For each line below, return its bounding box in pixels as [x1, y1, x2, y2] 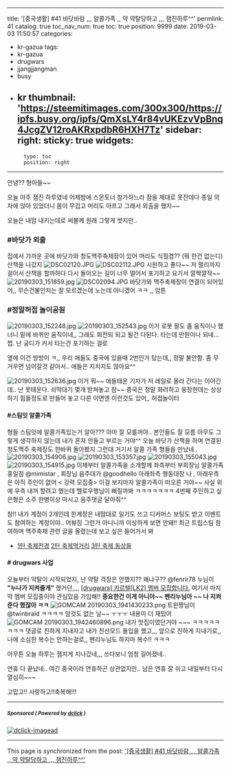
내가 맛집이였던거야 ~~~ [124, 618, 191, 626]
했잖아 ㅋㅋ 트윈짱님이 [19, 600, 195, 609]
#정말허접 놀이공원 [7, 305, 65, 315]
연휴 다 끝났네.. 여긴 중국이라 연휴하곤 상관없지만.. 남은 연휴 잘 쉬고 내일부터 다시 [7, 664, 223, 672]
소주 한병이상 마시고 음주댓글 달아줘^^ [25, 495, 127, 503]
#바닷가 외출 [7, 235, 46, 245]
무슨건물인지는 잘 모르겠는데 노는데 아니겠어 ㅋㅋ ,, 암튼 [17, 286, 166, 295]
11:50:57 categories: [16, 30, 74, 38]
